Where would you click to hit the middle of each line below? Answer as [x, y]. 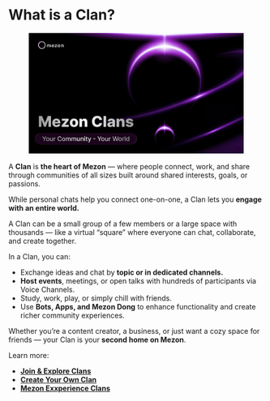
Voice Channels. [47, 290]
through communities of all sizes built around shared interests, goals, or [128, 175]
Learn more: [29, 356]
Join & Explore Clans [56, 371]
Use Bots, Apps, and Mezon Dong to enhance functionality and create [138, 307]
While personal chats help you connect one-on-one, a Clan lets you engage [135, 199]
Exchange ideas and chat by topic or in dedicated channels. [122, 272]
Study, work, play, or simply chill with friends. [96, 298]
